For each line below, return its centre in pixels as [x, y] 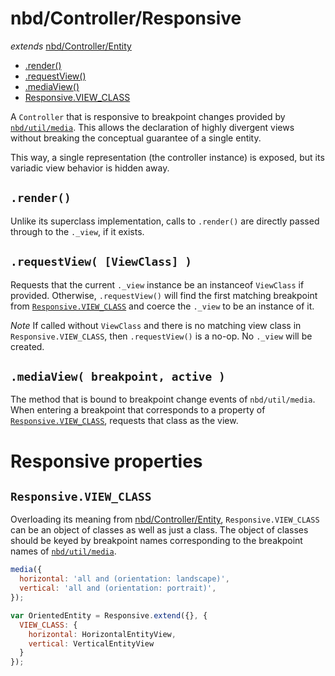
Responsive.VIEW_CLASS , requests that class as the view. [124, 421]
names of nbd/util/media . [63, 551]
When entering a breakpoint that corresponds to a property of [138, 410]
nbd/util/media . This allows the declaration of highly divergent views [152, 127]
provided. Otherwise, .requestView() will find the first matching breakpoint [164, 295]
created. [27, 346]
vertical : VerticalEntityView [91, 643]
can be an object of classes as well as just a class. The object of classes [159, 530]
